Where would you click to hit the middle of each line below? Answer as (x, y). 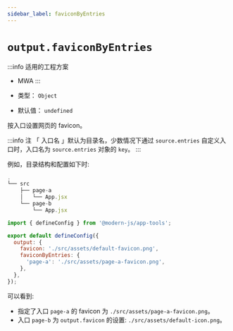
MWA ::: (29, 80)
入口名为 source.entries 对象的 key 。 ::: (83, 149)
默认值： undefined (45, 110)
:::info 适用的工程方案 (38, 66)
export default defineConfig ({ (53, 236)
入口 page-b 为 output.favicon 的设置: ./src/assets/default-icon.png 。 (122, 320)
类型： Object (37, 95)
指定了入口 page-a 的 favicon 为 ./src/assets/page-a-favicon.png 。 (115, 311)
